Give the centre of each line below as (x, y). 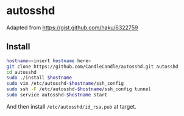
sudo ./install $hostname (39, 78)
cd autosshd (21, 72)
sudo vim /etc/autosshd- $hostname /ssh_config (65, 84)
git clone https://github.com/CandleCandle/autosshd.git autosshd (92, 67)
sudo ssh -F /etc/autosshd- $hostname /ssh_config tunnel (79, 89)
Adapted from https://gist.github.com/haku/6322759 (72, 27)
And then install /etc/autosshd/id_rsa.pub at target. (71, 106)
